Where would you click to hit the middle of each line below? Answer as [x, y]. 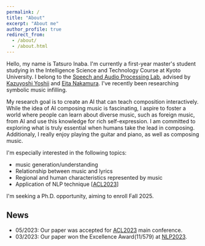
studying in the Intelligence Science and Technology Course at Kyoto [94, 70]
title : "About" [26, 18]
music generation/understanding [56, 164]
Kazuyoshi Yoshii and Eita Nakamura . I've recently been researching [93, 83]
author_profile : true [34, 29]
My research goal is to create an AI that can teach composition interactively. [102, 101]
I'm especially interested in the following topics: [67, 152]
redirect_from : [26, 35]
